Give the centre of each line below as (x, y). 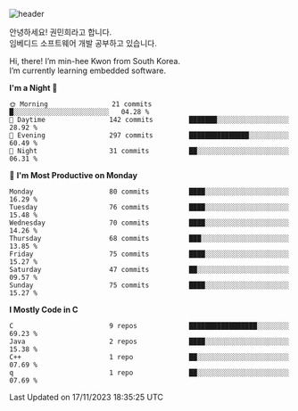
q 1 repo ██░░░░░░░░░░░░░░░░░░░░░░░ (149, 373)
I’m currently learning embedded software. (88, 70)
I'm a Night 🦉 (33, 88)
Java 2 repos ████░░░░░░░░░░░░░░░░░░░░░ (149, 341)
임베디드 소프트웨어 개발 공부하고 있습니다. (83, 43)
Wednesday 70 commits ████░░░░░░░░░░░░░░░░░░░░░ (149, 223)
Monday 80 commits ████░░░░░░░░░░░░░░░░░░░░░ (149, 192)
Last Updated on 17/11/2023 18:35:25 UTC (86, 397)
